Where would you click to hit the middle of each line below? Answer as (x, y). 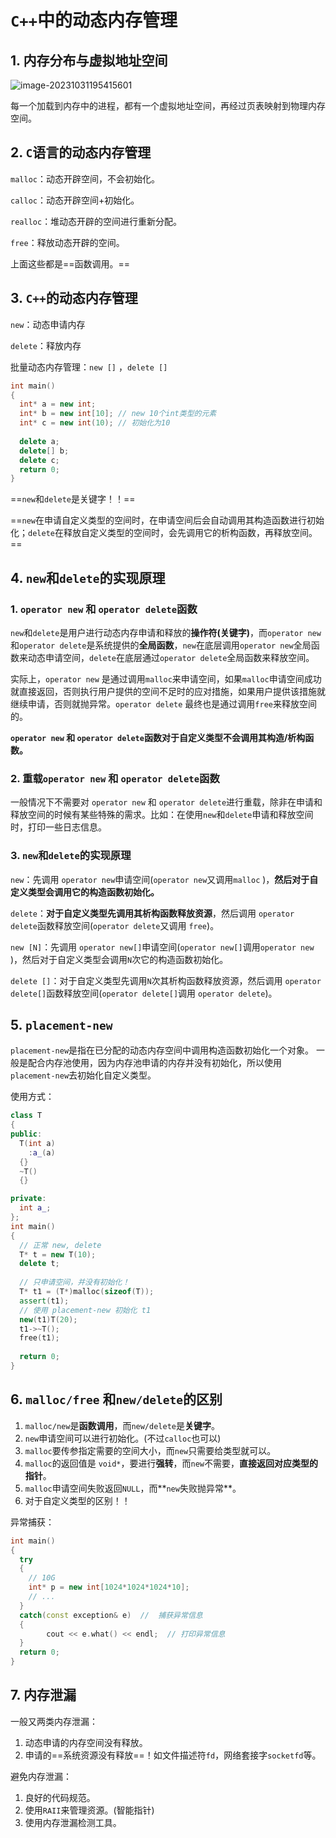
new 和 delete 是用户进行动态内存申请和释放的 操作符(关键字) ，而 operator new (166, 632)
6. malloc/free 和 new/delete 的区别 (116, 1399)
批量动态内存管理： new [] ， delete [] (89, 367)
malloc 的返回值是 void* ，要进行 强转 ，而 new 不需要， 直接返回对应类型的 (171, 1463)
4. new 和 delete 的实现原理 (88, 577)
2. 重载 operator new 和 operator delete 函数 (115, 778)
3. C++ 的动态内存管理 (74, 298)
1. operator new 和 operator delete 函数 (104, 609)
